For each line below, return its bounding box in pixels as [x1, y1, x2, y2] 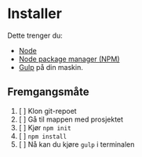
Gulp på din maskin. [18, 62, 83, 71]
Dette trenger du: [7, 31, 64, 40]
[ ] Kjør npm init [18, 122, 71, 132]
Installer [7, 5, 62, 23]
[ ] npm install [18, 131, 67, 141]
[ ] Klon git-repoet [18, 106, 77, 115]
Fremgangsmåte [7, 86, 89, 99]
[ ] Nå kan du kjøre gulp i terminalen [18, 139, 135, 149]
